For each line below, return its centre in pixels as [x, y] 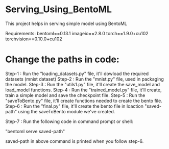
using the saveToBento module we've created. [66, 111]
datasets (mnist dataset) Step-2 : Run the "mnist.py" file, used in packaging [85, 79]
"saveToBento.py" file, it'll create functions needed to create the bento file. [84, 101]
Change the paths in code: [63, 59]
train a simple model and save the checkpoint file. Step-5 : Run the [75, 95]
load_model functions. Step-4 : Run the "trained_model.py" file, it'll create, [83, 90]
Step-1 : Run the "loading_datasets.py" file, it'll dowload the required [77, 73]
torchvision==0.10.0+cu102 [34, 39]
